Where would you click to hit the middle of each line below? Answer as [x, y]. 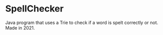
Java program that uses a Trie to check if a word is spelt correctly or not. [82, 22]
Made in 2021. [20, 27]
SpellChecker [34, 9]
